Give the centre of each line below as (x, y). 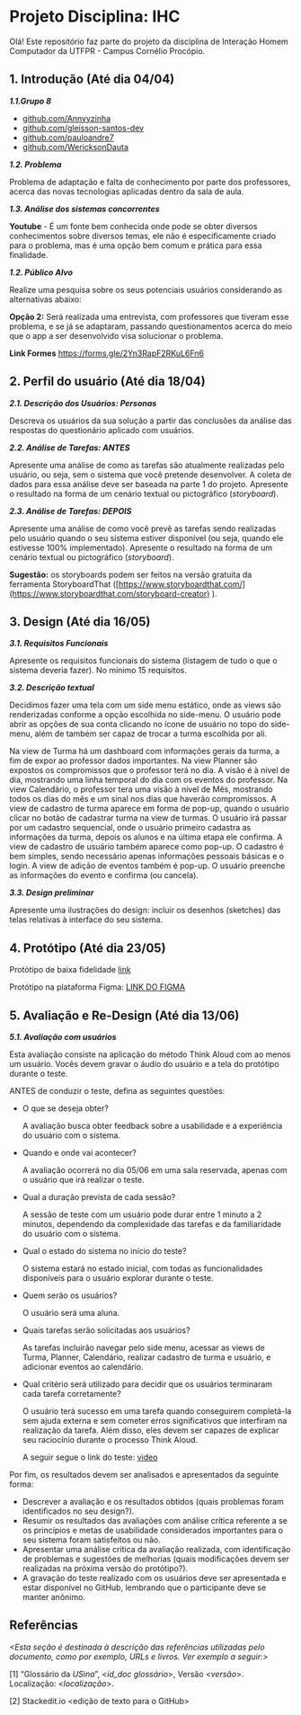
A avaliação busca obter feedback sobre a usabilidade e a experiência (152, 1126)
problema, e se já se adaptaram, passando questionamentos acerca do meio (151, 326)
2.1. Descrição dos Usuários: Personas (83, 403)
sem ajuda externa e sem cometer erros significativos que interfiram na (155, 1421)
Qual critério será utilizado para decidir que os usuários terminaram (147, 1384)
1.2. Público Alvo (41, 272)
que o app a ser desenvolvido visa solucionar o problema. (116, 335)
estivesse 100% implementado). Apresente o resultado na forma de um (141, 547)
